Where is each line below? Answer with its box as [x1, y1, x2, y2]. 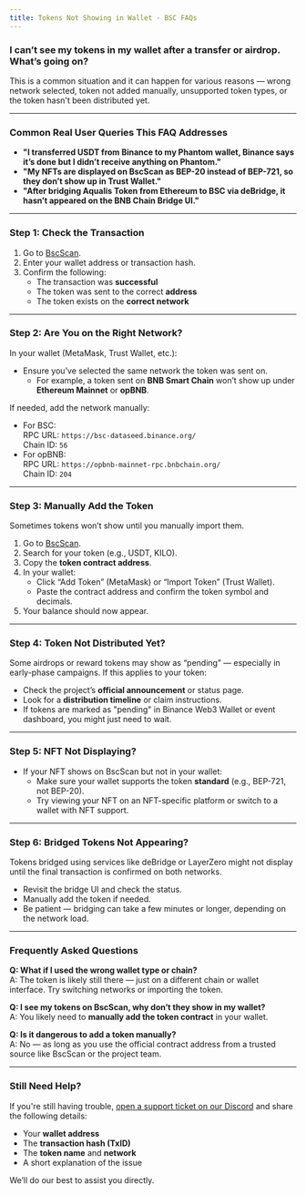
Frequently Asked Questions [9, 944, 138, 956]
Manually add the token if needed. [22, 894, 152, 904]
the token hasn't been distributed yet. [9, 95, 150, 106]
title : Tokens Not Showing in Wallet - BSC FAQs [9, 13, 198, 23]
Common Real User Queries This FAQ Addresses [9, 126, 228, 138]
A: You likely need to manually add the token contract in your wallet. [9, 1012, 269, 1023]
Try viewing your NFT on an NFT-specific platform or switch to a [36, 794, 279, 806]
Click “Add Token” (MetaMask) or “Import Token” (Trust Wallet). [36, 577, 275, 587]
